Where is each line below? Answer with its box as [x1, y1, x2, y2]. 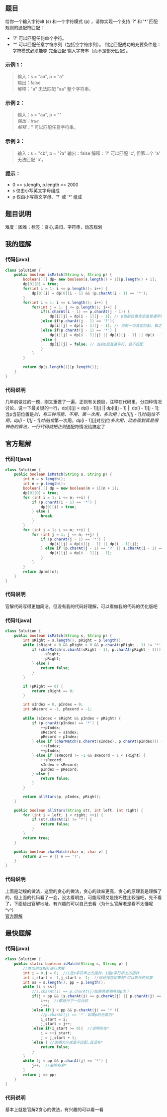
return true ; [23, 835, 50, 840]
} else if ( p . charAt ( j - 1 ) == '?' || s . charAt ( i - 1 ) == [40, 546, 164, 551]
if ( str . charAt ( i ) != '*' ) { [31, 817, 92, 822]
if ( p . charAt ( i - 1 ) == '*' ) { [31, 500, 97, 505]
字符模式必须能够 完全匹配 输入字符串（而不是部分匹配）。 [12, 47, 131, 53]
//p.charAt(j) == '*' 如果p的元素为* [40, 1012, 114, 1017]
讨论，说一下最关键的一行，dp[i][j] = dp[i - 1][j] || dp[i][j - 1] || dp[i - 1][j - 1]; [5, 405, 160, 411]
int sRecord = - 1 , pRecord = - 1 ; [23, 707, 92, 712]
